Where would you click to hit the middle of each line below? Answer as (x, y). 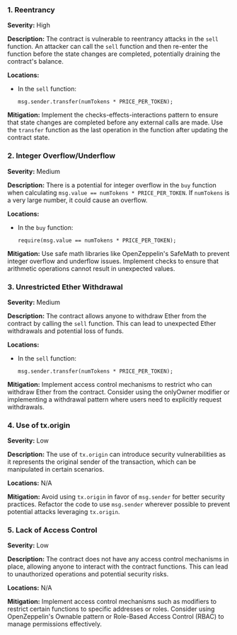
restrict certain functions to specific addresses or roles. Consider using (111, 609)
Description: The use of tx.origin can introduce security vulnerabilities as (117, 455)
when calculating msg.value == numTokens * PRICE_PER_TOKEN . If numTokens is (118, 192)
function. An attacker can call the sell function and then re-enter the (108, 47)
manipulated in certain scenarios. (56, 470)
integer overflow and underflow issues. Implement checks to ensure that (113, 261)
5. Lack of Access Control (52, 530)
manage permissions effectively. (55, 624)
